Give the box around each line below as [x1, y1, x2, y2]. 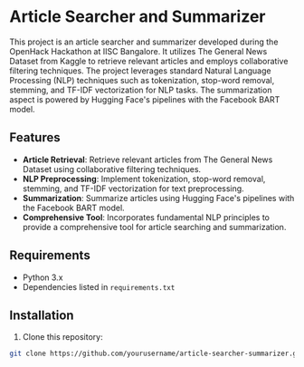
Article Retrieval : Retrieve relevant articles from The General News [22, 154, 273, 165]
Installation [9, 307, 74, 323]
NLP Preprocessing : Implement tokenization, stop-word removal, [22, 173, 266, 184]
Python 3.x [22, 272, 63, 283]
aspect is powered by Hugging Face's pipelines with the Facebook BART [9, 93, 280, 105]
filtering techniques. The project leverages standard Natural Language [9, 65, 271, 76]
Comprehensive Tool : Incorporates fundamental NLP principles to [22, 211, 270, 223]
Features [9, 130, 61, 146]
